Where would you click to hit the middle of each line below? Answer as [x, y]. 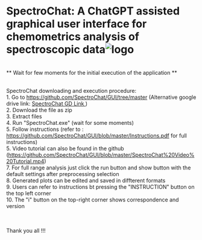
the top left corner [29, 193]
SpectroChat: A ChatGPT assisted [93, 11]
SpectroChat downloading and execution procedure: [71, 90]
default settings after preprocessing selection [63, 174]
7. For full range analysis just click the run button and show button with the [99, 168]
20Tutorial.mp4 [25, 161]
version [16, 206]
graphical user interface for [77, 24]
